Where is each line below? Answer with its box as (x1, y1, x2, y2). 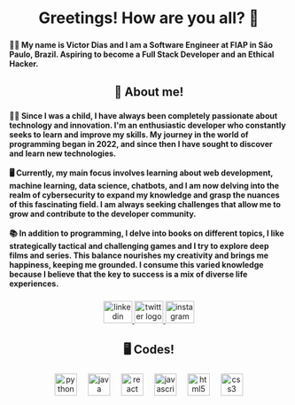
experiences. (9, 278, 59, 289)
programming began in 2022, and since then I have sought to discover (9, 139, 273, 150)
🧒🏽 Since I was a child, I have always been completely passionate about (9, 111, 278, 121)
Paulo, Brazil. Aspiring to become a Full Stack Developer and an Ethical (9, 49, 275, 60)
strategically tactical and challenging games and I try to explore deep (9, 241, 269, 252)
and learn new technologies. (9, 148, 117, 159)
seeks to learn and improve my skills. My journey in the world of (9, 129, 249, 140)
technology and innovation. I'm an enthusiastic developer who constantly (9, 120, 286, 131)
